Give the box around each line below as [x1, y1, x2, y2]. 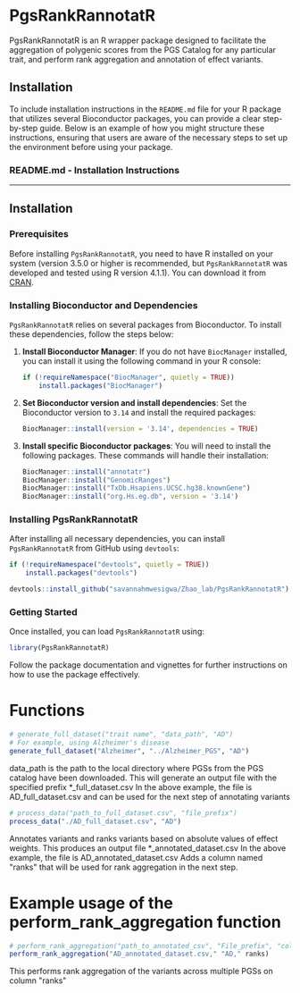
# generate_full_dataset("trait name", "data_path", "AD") [9, 730, 234, 739]
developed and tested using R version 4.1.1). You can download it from [9, 267, 266, 278]
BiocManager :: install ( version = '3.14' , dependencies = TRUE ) [21, 424, 259, 433]
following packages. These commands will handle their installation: [21, 450, 270, 460]
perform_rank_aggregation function [9, 912, 281, 932]
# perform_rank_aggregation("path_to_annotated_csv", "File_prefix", [9, 941, 274, 950]
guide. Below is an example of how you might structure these [39, 122, 265, 133]
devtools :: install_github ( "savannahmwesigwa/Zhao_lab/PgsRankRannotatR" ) [9, 585, 290, 594]
